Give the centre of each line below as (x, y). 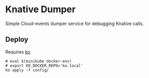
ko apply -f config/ (27, 70)
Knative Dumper (41, 9)
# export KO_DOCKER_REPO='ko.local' (44, 66)
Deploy (17, 40)
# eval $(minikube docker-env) (39, 61)
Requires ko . (18, 51)
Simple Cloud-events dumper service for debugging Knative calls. (74, 23)
